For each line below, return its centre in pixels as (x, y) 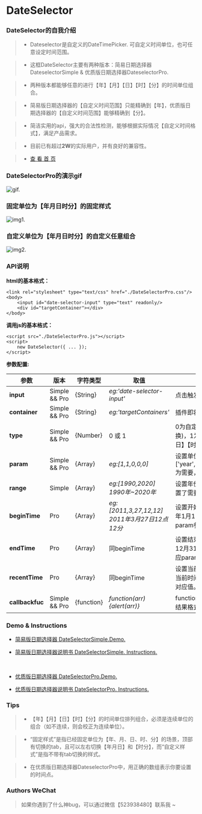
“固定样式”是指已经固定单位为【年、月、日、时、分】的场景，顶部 (111, 739)
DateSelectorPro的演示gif (44, 176)
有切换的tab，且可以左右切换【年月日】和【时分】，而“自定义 (105, 747)
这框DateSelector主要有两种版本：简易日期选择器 (91, 65)
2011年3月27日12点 (139, 519)
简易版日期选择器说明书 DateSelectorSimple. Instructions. (86, 652)
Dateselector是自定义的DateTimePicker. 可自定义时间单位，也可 (109, 44)
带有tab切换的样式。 (78, 754)
